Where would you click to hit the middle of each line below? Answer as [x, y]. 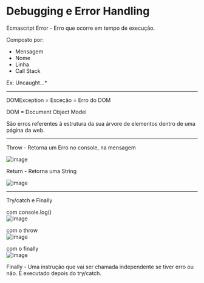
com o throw [22, 230]
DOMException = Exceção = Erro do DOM [59, 100]
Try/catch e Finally [29, 200]
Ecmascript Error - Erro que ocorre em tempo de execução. [81, 28]
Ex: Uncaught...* [27, 83]
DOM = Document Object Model [46, 112]
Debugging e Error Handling [78, 11]
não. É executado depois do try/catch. [54, 273]
